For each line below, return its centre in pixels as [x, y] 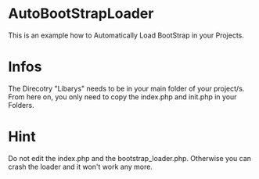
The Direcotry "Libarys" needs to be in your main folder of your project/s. [126, 88]
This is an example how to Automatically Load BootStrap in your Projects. [126, 35]
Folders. [21, 105]
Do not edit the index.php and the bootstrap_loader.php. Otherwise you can [130, 158]
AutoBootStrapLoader [81, 14]
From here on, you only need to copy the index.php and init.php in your [122, 97]
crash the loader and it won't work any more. [80, 166]
